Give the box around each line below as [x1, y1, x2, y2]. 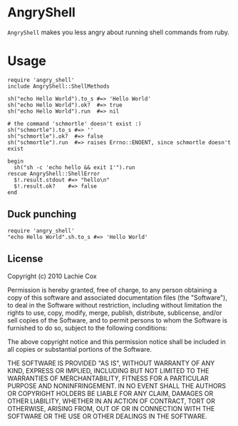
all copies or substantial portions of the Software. [7, 345, 152, 353]
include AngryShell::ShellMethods [7, 83, 110, 90]
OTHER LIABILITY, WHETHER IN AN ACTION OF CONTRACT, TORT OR [7, 397, 215, 405]
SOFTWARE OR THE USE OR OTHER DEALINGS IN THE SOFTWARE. [7, 412, 207, 420]
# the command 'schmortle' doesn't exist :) [7, 120, 142, 127]
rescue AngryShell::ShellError [7, 170, 100, 177]
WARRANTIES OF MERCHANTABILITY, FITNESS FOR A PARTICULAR [7, 374, 209, 382]
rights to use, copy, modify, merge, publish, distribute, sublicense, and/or [7, 308, 222, 317]
